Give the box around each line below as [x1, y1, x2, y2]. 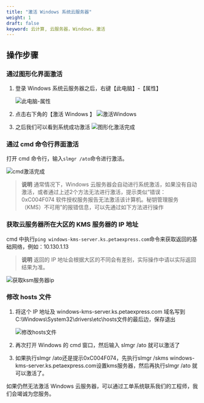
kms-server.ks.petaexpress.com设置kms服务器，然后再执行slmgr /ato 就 [15, 362, 198, 369]
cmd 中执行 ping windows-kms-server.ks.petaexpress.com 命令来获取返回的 [6, 235, 192, 243]
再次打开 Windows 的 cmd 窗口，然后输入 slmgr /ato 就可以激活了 [15, 341, 180, 348]
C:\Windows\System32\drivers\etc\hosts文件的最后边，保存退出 [15, 315, 176, 323]
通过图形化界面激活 [6, 69, 63, 78]
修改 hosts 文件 [6, 293, 52, 301]
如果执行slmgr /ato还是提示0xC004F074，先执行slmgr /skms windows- [15, 354, 195, 362]
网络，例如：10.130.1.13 [11, 243, 69, 250]
